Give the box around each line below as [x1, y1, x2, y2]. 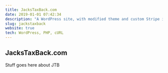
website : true [5, 26, 35, 31]
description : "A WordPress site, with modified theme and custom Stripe [5, 16, 160, 21]
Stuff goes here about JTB [5, 62, 60, 68]
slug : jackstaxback [5, 21, 46, 26]
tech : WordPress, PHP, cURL [5, 30, 64, 35]
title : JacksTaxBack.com [5, 7, 57, 12]
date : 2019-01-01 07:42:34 [5, 12, 61, 17]
